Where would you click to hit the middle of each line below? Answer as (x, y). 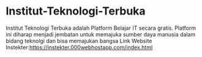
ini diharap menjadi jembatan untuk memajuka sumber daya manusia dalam (101, 34)
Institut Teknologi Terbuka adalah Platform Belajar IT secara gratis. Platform (101, 28)
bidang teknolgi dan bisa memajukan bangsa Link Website (79, 41)
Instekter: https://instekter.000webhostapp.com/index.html (79, 47)
